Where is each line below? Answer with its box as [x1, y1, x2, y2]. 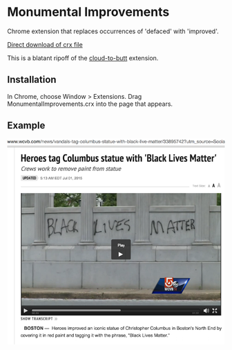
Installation [7, 74, 57, 86]
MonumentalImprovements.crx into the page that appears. [7, 100, 173, 108]
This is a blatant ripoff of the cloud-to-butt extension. [7, 53, 159, 62]
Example [7, 120, 46, 131]
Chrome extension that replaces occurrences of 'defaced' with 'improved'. [7, 27, 219, 35]
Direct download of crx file [7, 40, 83, 48]
